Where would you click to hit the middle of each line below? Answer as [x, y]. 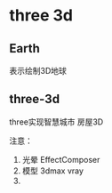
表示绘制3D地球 [38, 71]
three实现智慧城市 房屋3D [56, 122]
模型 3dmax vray [53, 171]
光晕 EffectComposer [61, 159]
